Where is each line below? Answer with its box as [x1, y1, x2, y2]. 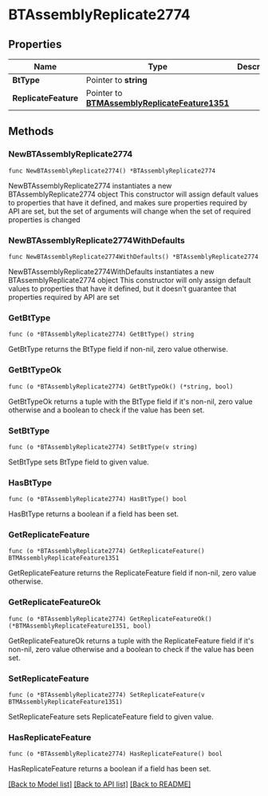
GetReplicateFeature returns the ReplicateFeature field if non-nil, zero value [8, 568, 257, 578]
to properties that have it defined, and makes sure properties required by [8, 197, 247, 207]
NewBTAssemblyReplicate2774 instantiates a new [8, 181, 172, 190]
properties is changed [8, 214, 81, 225]
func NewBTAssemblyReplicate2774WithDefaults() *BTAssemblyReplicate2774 [8, 253, 259, 261]
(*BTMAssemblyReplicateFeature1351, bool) [8, 622, 152, 630]
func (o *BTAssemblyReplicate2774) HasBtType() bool [8, 496, 187, 503]
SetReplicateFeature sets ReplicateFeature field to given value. [8, 712, 214, 722]
